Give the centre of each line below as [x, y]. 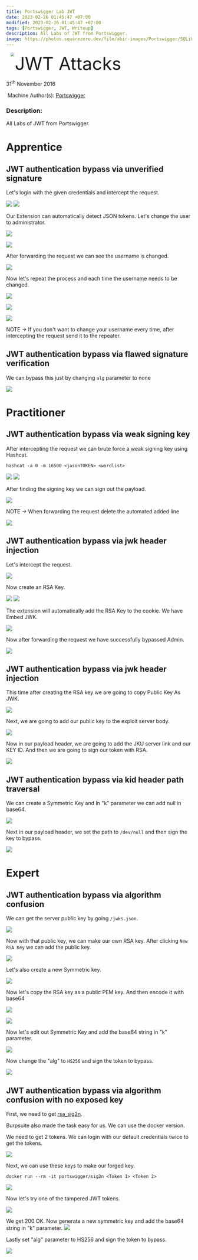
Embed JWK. [22, 617]
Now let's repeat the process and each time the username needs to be [92, 278]
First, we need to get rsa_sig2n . [44, 1114]
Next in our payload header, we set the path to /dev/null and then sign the [97, 832]
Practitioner [36, 413]
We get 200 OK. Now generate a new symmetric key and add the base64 [95, 1221]
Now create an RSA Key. [36, 587]
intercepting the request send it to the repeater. [63, 336]
